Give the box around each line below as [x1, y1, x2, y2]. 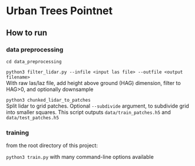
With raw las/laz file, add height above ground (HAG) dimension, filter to [6, 79, 181, 86]
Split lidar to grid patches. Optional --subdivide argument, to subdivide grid [6, 102, 190, 109]
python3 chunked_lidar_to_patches [6, 97, 91, 103]
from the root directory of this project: [6, 142, 98, 149]
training [6, 128, 29, 136]
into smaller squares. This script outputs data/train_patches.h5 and [6, 108, 171, 116]
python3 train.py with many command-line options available [6, 154, 154, 161]
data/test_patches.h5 [6, 115, 60, 121]
